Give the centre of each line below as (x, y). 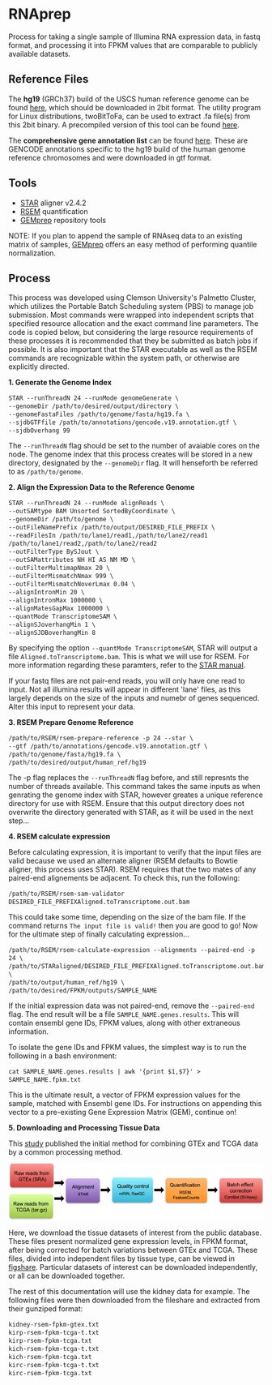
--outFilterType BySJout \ (54, 552)
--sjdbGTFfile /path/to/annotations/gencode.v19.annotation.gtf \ (123, 422)
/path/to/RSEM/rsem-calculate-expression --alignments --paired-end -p (132, 950)
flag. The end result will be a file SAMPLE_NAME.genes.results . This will (124, 1014)
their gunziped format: (46, 1308)
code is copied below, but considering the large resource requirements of (131, 332)
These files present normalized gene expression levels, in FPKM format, (128, 1241)
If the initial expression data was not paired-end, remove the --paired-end (132, 1006)
